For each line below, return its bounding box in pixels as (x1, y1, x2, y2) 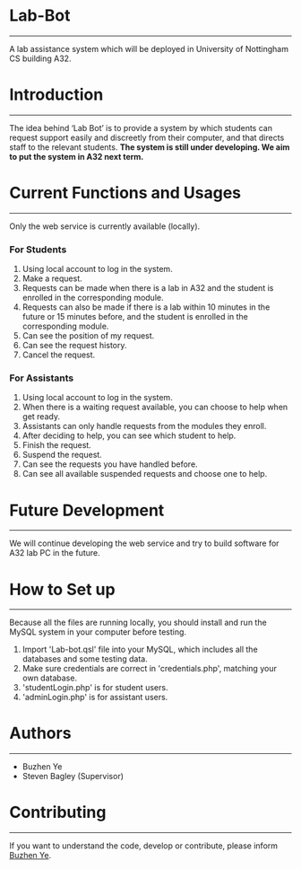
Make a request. (21, 273, 82, 284)
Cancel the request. (21, 349, 96, 360)
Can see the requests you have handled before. (21, 459, 199, 470)
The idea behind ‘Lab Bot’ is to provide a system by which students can (9, 122, 273, 133)
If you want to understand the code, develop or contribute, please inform (9, 840, 279, 851)
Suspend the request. (21, 450, 103, 461)
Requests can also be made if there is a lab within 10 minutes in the (21, 302, 271, 312)
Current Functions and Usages (9, 183, 242, 203)
